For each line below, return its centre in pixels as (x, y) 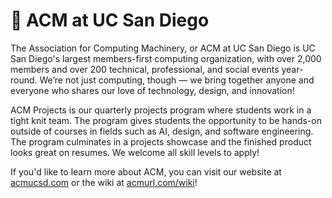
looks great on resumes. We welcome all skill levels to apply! (135, 152)
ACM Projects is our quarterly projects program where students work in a (161, 110)
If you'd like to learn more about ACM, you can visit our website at (146, 171)
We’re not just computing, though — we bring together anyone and (177, 80)
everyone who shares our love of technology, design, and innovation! (152, 90)
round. (24, 80)
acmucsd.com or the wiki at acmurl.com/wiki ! (104, 182)
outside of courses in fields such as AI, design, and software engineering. (162, 131)
